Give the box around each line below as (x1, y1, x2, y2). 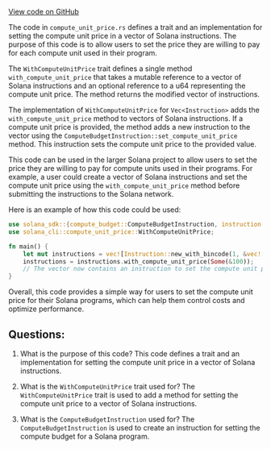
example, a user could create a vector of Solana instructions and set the (8, 173, 248, 181)
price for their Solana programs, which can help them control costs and (8, 296, 245, 306)
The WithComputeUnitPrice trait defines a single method (8, 64, 193, 73)
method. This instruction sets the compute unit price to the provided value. (8, 139, 256, 148)
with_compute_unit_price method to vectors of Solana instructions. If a (8, 114, 244, 123)
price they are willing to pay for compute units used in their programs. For (8, 164, 253, 173)
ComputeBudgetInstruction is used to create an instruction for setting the (19, 422, 261, 432)
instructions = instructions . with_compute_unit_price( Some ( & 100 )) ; (23, 257, 254, 265)
